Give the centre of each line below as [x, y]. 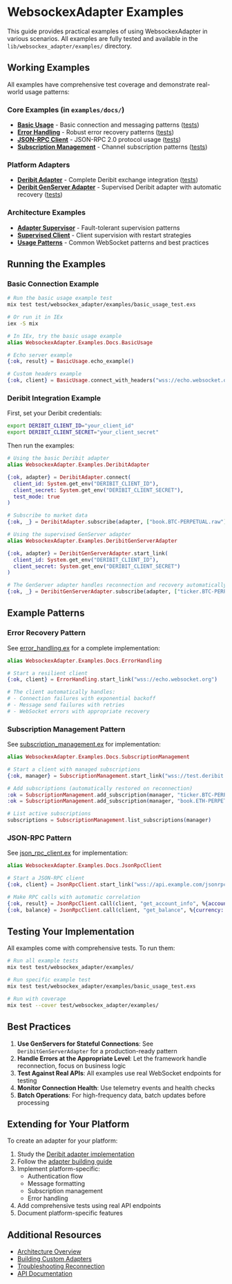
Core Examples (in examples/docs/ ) [66, 109]
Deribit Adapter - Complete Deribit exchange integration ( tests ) [108, 180]
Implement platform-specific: [58, 1169]
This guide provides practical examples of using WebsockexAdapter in [108, 31]
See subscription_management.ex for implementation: [84, 744]
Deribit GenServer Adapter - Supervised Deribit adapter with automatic [119, 187]
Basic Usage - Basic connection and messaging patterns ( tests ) [108, 125]
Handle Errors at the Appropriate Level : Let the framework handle [112, 1058]
